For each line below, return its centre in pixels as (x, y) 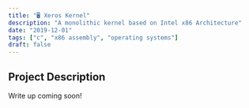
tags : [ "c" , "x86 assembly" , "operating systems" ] (93, 37)
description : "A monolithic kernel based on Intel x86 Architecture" (125, 23)
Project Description (57, 77)
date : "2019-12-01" (40, 30)
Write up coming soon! (45, 95)
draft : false (30, 45)
